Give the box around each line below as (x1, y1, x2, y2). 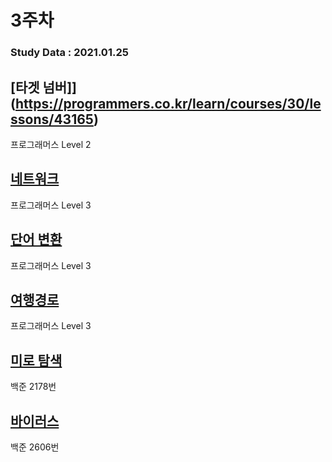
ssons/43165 (10, 111, 94, 128)
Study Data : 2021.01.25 (10, 46, 129, 60)
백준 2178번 (10, 381, 57, 393)
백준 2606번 (10, 441, 60, 453)
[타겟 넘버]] (10, 79, 78, 96)
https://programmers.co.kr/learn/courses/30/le (14, 95, 322, 112)
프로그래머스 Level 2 (10, 138, 92, 150)
